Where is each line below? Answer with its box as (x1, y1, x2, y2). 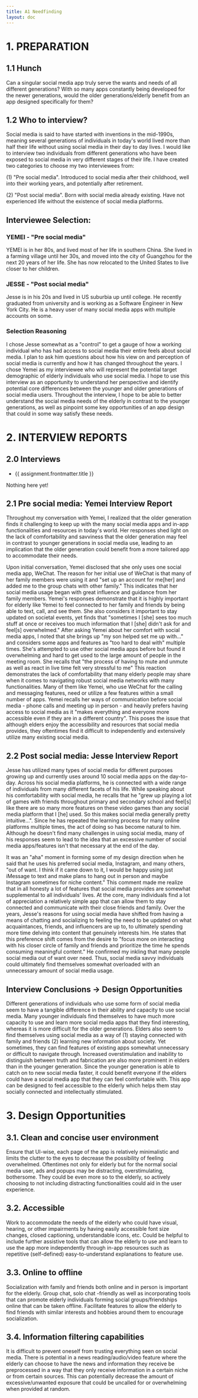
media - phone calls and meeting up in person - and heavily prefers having (6, 702, 188, 709)
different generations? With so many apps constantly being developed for (6, 85, 186, 92)
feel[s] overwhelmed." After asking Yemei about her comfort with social (6, 627, 180, 634)
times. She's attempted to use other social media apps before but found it (6, 646, 186, 653)
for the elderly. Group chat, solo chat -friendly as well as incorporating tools (6, 1290, 191, 1297)
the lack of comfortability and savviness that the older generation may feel (6, 533, 187, 540)
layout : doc (6, 14, 35, 20)
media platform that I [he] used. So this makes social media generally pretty (6, 810, 190, 818)
